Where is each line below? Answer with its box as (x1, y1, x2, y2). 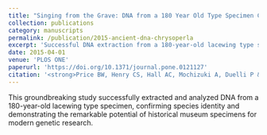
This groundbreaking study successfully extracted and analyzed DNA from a (8, 92, 259, 102)
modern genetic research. (8, 118, 94, 127)
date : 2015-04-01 (8, 48, 66, 56)
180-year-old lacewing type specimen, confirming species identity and (8, 101, 240, 110)
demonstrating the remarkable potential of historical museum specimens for (8, 109, 257, 119)
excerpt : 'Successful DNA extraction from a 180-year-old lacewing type (8, 41, 254, 49)
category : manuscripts (8, 26, 83, 34)
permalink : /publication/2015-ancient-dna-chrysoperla (8, 33, 194, 42)
